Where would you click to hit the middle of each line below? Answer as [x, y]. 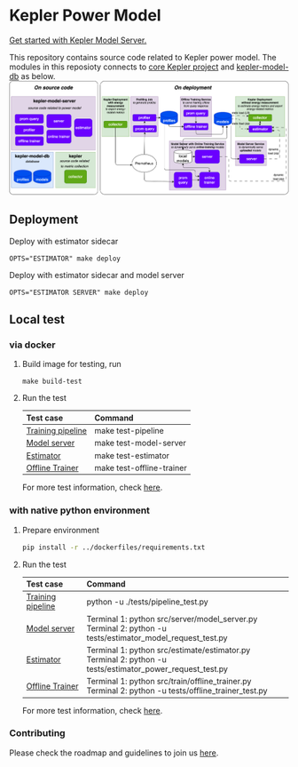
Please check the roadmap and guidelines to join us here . [114, 753]
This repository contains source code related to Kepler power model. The [143, 57]
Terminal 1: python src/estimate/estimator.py [169, 650]
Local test [37, 320]
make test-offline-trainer [141, 467]
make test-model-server [140, 443]
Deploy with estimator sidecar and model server [97, 275]
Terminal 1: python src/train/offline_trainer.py [169, 682]
